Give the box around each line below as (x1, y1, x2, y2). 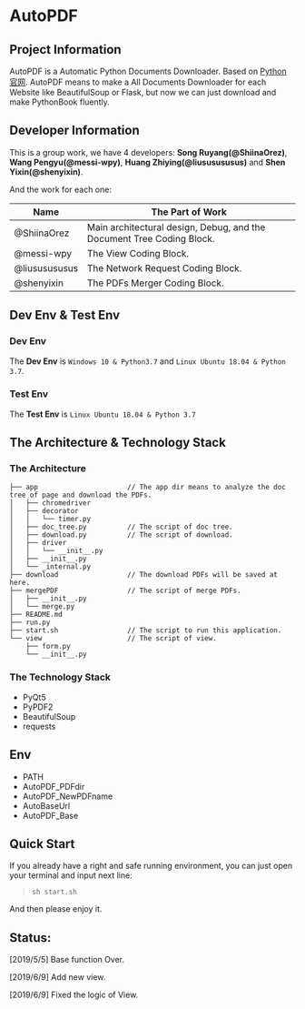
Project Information (9, 42, 122, 57)
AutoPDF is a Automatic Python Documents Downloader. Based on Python (9, 66, 288, 76)
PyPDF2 (22, 701, 54, 712)
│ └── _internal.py (9, 562, 92, 571)
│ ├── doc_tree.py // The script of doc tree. (9, 522, 233, 532)
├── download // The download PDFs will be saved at (9, 570, 279, 580)
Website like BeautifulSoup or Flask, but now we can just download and (9, 87, 277, 97)
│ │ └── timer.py (9, 515, 92, 524)
